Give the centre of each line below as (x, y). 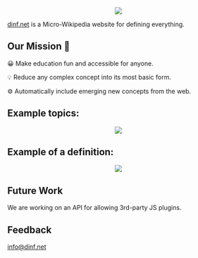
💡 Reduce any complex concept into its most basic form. (89, 77)
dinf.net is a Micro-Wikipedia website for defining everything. (96, 24)
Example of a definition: (61, 152)
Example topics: (43, 113)
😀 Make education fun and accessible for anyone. (80, 63)
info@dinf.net (27, 247)
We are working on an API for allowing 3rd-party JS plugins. (94, 208)
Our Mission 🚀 (39, 46)
